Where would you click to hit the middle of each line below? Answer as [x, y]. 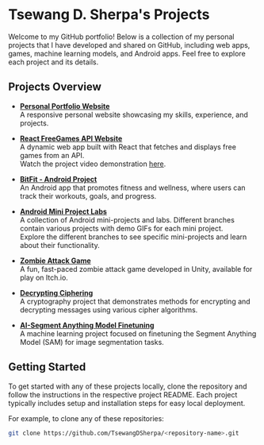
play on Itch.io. [44, 277]
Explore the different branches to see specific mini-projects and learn [133, 237]
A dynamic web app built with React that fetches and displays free [128, 147]
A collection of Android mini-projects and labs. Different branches [127, 219]
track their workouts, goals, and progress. [88, 195]
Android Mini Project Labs [63, 211]
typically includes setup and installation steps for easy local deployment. [127, 403]
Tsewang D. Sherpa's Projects [109, 15]
